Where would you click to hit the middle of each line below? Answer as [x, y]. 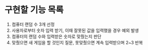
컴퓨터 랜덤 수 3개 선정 [33, 24]
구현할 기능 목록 [34, 10]
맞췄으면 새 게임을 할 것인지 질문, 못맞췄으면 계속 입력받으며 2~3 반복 [77, 42]
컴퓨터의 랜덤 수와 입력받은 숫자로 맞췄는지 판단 [56, 36]
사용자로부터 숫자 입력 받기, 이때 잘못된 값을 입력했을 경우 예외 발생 [75, 30]
